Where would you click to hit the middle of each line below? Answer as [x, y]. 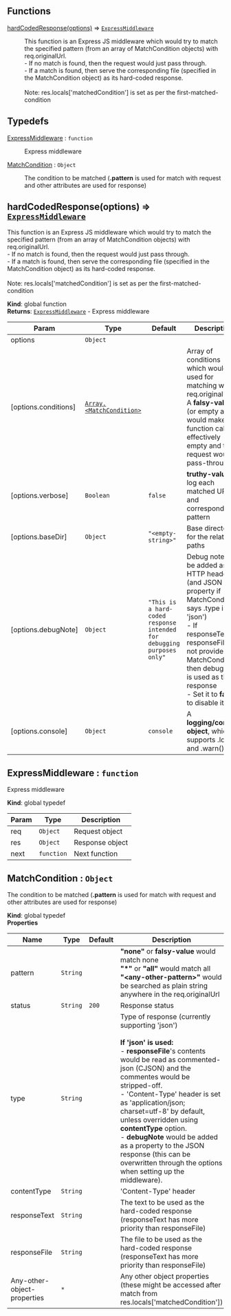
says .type [203, 608]
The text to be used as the [162, 1202]
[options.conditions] [43, 407]
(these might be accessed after [170, 1285]
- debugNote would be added [169, 1137]
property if [204, 591]
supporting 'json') [149, 1026]
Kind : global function [37, 304]
